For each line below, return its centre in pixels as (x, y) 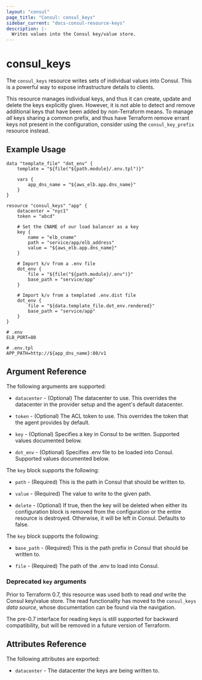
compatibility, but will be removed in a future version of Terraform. (88, 625)
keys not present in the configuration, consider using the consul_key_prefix (100, 125)
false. (22, 524)
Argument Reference (46, 372)
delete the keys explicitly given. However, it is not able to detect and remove (101, 105)
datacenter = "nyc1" (43, 211)
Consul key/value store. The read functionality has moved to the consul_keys (101, 600)
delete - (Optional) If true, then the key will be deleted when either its (101, 505)
